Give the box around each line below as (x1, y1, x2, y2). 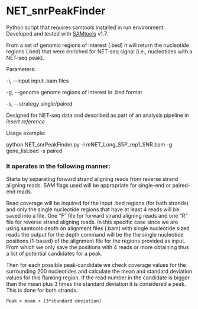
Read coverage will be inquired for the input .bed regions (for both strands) (6, 200, 189, 207)
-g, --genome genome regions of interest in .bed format (6, 88, 142, 95)
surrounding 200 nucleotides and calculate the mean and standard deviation (6, 268, 193, 275)
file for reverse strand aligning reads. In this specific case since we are (6, 218, 178, 226)
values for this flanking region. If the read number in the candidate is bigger (6, 274, 190, 281)
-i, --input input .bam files (6, 77, 69, 84)
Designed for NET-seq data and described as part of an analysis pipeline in (6, 112, 189, 119)
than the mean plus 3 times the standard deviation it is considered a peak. (6, 281, 186, 288)
